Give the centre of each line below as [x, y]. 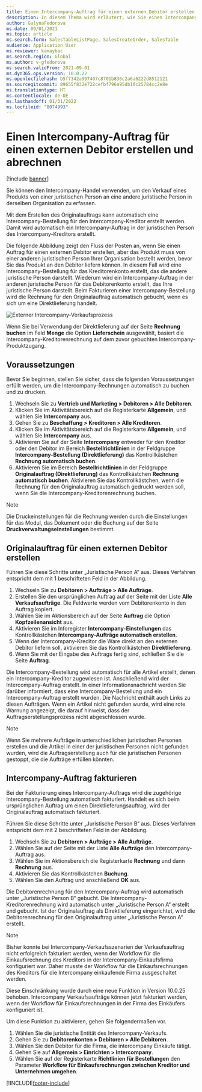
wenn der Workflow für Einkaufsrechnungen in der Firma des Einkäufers [96, 1003]
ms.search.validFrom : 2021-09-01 [48, 68]
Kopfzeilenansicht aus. [44, 622]
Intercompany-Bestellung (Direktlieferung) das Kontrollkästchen [96, 455]
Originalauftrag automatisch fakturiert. [54, 812]
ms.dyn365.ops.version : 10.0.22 [47, 73]
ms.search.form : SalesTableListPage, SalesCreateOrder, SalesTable [93, 40]
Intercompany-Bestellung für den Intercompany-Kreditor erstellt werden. [96, 221]
